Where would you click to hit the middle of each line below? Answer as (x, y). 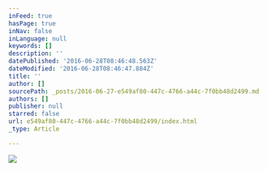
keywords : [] (30, 46)
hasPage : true (32, 24)
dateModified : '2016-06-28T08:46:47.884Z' (81, 69)
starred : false (34, 114)
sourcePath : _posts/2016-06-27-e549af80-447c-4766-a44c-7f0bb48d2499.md (134, 91)
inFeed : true (30, 16)
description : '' (36, 53)
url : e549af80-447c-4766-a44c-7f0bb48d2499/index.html (103, 122)
